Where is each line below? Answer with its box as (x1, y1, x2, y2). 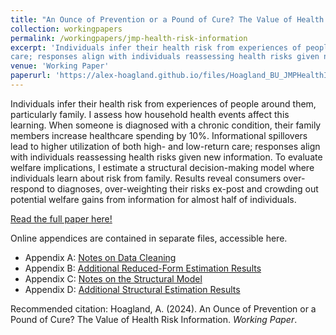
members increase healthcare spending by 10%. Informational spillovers (10, 129, 308, 141)
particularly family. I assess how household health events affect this (10, 108, 290, 120)
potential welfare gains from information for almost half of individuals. (10, 193, 297, 205)
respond (10, 182, 45, 195)
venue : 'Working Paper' (10, 61, 110, 71)
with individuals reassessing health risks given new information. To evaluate (10, 151, 323, 163)
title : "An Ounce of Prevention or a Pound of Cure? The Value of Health (10, 14, 325, 25)
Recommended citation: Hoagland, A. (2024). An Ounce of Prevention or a (10, 302, 317, 315)
